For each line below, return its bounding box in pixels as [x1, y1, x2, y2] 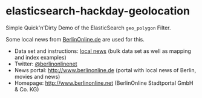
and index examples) [14, 54, 67, 61]
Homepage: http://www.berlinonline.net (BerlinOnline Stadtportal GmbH [14, 79, 194, 87]
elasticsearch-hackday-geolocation [5, 4, 190, 18]
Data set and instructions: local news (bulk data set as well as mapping [14, 47, 192, 55]
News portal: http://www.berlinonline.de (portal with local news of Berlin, [14, 66, 197, 73]
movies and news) [14, 73, 60, 80]
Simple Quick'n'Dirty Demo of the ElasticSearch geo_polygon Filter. [5, 24, 171, 31]
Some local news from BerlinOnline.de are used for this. [5, 35, 145, 43]
